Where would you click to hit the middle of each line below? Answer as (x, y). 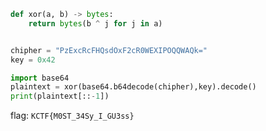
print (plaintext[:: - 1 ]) (60, 96)
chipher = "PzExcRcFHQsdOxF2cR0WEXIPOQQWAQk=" (109, 50)
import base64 (40, 78)
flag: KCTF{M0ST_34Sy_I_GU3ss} (72, 116)
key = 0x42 (33, 60)
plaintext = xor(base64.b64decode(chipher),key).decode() (133, 87)
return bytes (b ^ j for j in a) (95, 23)
